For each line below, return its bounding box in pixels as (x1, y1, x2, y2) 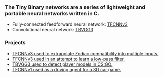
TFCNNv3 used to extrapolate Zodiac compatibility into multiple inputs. (12, 50, 159, 56)
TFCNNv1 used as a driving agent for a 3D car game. (12, 66, 121, 72)
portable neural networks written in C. (5, 10, 100, 17)
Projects (5, 39, 26, 46)
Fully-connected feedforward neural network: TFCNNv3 (12, 21, 128, 27)
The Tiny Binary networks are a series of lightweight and (5, 4, 146, 11)
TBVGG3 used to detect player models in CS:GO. (12, 61, 113, 67)
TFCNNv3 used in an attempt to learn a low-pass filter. (12, 56, 125, 62)
